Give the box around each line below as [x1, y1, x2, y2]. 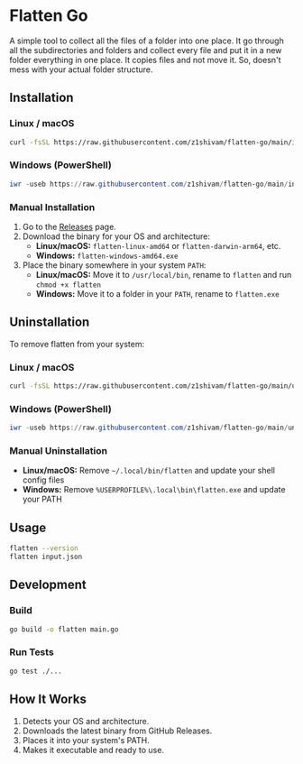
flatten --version [9, 544, 78, 553]
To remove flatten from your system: [9, 338, 145, 349]
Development [9, 577, 87, 593]
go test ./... [9, 667, 63, 676]
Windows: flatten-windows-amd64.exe [35, 250, 179, 261]
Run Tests [9, 646, 54, 658]
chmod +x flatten [35, 281, 102, 290]
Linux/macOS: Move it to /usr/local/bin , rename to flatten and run [35, 269, 292, 280]
